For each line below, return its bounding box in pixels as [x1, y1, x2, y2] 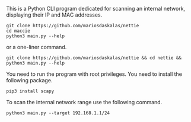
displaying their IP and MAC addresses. [6, 11, 103, 18]
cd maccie [6, 28, 31, 34]
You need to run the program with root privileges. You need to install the [6, 70, 183, 78]
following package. [6, 77, 53, 84]
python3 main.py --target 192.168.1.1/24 [6, 110, 110, 116]
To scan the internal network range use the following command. [6, 99, 163, 105]
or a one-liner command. [6, 44, 67, 50]
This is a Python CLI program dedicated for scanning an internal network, [6, 5, 186, 12]
